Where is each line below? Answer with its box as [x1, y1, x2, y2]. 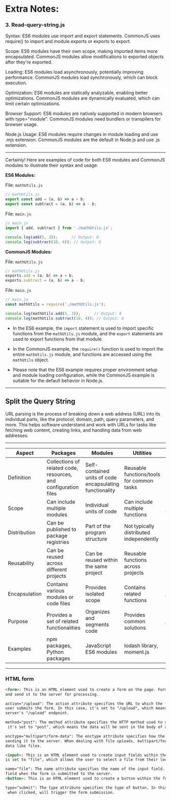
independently [124, 535, 159, 542]
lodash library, [124, 642, 159, 649]
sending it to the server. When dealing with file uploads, [5, 738, 136, 744]
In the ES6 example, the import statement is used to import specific [12, 325, 154, 331]
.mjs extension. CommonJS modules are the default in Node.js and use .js [5, 136, 160, 143]
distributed [124, 529, 150, 536]
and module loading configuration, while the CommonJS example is [12, 372, 155, 378]
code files [46, 600, 70, 607]
